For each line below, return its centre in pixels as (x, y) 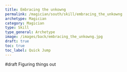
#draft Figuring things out (31, 64)
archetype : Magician (26, 18)
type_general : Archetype (30, 32)
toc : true (15, 46)
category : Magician (25, 23)
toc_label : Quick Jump (28, 50)
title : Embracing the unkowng (36, 9)
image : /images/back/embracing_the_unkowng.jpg (54, 37)
